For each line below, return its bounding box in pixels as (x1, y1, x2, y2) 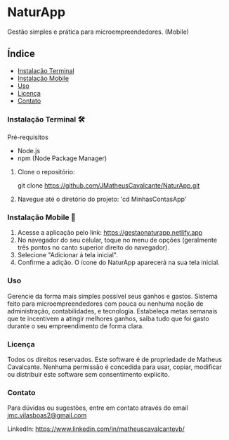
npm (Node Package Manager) (17, 154, 107, 162)
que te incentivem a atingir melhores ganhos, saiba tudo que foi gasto (7, 314, 209, 323)
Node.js (17, 147, 41, 155)
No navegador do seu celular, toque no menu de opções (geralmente (17, 236, 218, 245)
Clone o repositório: (17, 168, 75, 176)
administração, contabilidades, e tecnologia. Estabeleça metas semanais (7, 306, 218, 315)
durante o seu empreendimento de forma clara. (7, 321, 144, 330)
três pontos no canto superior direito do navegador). (17, 243, 170, 252)
